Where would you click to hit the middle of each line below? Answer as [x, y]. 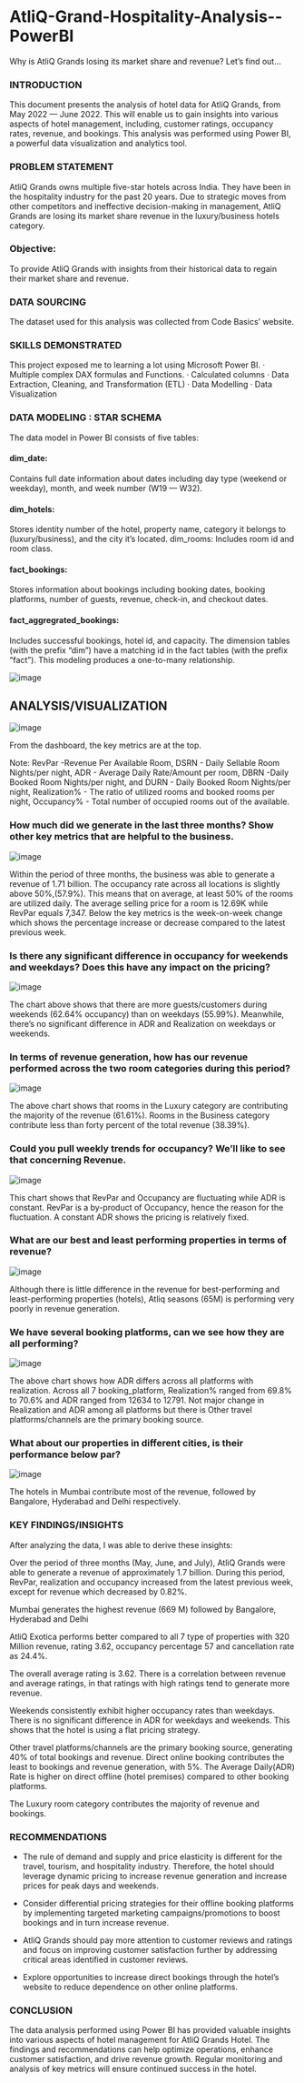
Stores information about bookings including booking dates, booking [137, 589]
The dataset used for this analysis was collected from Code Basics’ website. [152, 322]
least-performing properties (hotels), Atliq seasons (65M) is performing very [152, 1299]
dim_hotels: [32, 509]
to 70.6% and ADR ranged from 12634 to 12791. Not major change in [137, 1400]
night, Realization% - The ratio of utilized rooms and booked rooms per [142, 792]
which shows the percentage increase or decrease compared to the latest [147, 922]
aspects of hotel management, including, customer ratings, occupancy [142, 124]
